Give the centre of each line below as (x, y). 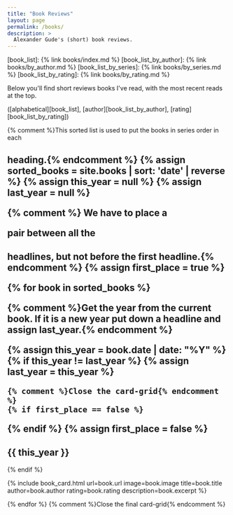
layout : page (26, 20)
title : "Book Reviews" (40, 14)
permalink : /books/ (36, 27)
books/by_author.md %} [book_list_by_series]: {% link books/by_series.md (114, 67)
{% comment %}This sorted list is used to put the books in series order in (113, 130)
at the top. (22, 96)
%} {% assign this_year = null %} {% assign (105, 182)
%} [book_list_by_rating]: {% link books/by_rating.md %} (89, 75)
